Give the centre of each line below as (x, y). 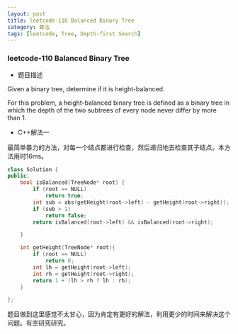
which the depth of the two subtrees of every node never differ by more (112, 110)
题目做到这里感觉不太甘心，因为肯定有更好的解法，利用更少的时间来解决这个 (119, 314)
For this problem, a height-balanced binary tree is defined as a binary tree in (119, 103)
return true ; (64, 196)
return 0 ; (59, 261)
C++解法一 (33, 132)
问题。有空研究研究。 (38, 323)
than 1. (17, 117)
